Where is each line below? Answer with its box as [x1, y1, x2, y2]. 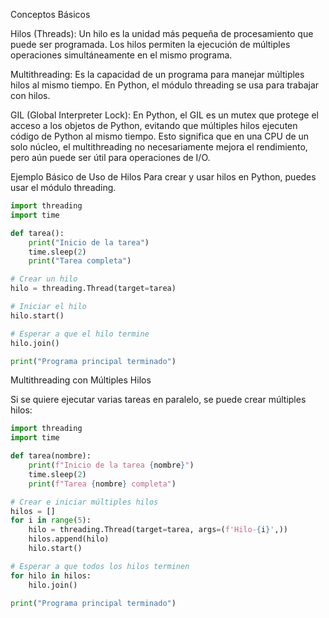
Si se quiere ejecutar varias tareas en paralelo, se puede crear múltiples [10, 394, 307, 406]
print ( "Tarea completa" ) [28, 256, 132, 266]
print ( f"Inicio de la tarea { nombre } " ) [28, 460, 195, 470]
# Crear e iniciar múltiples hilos [10, 497, 159, 507]
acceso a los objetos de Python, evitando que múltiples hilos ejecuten [10, 120, 298, 131]
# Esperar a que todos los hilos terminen [10, 561, 190, 571]
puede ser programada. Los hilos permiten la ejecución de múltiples [10, 39, 291, 50]
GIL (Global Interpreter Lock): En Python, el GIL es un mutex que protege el [10, 109, 319, 121]
